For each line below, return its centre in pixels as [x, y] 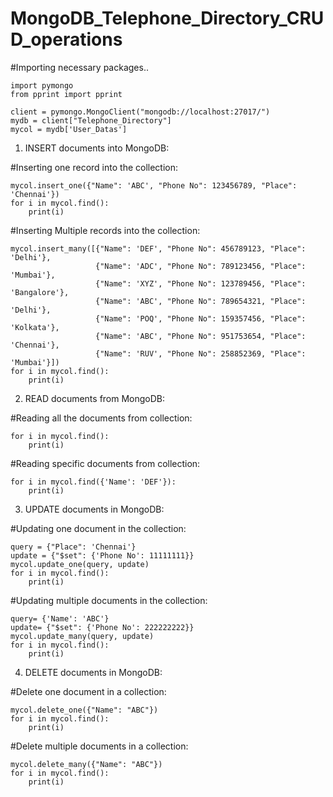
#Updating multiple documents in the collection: [109, 600]
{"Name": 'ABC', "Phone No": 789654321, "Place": [201, 301]
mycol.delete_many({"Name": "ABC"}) [86, 764]
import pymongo [42, 85]
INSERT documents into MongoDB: [97, 148]
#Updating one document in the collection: [98, 528]
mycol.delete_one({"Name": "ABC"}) [84, 710]
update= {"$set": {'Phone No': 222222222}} [102, 627]
